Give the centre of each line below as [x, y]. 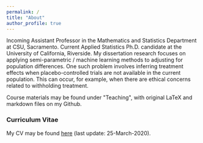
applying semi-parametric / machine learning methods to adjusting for [95, 60]
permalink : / [23, 12]
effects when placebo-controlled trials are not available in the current [94, 73]
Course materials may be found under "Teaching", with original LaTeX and [99, 97]
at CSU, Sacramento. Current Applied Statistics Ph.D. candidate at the [94, 47]
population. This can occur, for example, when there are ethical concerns [99, 79]
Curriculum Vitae [32, 120]
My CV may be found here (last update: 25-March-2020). [79, 133]
